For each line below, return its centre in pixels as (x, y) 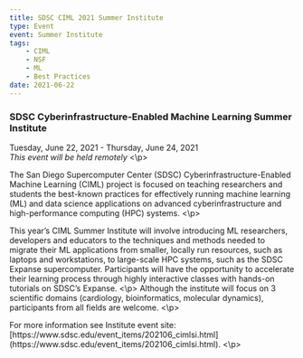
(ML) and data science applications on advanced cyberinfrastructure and (146, 203)
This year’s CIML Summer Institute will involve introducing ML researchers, (148, 231)
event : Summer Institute (56, 34)
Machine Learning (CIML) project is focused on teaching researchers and (146, 184)
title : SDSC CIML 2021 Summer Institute (87, 18)
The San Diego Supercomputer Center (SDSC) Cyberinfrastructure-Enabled (150, 174)
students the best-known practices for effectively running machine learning (150, 193)
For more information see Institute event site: (93, 325)
